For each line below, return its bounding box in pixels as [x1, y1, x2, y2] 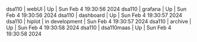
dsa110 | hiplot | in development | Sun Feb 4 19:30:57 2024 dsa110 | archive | [6, 18, 192, 24]
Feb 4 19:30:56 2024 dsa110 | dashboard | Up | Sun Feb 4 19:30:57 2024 [6, 12, 183, 19]
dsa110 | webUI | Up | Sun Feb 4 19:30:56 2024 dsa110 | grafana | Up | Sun [6, 6, 187, 12]
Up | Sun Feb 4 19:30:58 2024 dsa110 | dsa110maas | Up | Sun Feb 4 [6, 24, 172, 31]
